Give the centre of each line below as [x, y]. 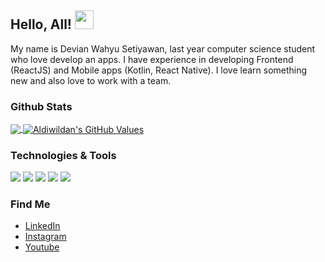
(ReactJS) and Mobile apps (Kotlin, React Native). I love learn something [159, 70]
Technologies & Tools [63, 155]
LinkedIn [42, 226]
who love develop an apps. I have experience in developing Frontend [152, 59]
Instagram [45, 237]
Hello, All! [41, 24]
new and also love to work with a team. [91, 80]
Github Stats [41, 106]
